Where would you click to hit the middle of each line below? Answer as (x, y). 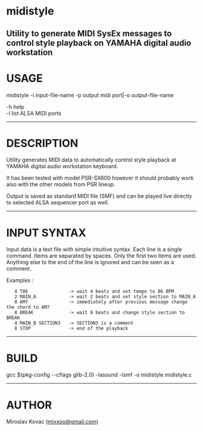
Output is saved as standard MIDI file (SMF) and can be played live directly (99, 196)
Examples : (20, 280)
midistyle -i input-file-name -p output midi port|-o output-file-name (90, 95)
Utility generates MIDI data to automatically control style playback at (91, 160)
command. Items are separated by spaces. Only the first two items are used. (101, 256)
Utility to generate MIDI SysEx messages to (89, 34)
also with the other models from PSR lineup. (61, 184)
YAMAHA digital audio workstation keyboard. (62, 166)
